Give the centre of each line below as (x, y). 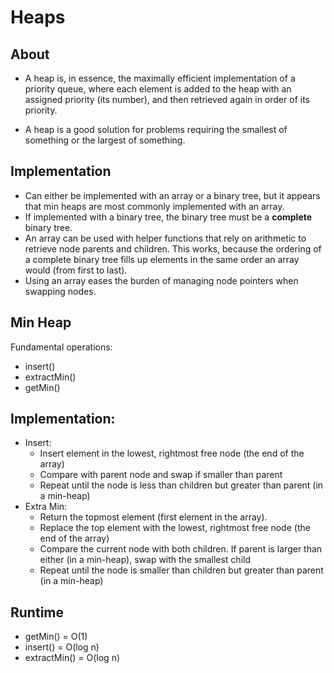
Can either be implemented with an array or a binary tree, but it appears (172, 195)
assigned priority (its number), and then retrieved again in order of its (167, 99)
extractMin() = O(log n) (72, 658)
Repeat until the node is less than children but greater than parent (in (181, 485)
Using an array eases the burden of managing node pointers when (161, 280)
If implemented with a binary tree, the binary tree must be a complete (168, 217)
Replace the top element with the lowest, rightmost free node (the (175, 528)
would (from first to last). (76, 270)
